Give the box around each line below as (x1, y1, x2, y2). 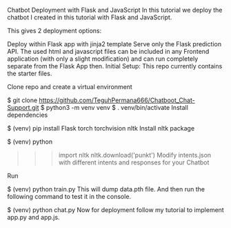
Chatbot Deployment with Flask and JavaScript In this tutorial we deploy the (7, 6, 223, 14)
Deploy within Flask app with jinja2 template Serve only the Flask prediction (7, 40, 222, 48)
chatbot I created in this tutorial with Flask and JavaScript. (7, 13, 172, 21)
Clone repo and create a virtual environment (7, 83, 132, 91)
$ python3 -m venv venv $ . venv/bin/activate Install (40, 104, 188, 111)
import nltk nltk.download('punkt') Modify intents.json (58, 151, 212, 159)
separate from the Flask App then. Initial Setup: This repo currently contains (7, 62, 223, 70)
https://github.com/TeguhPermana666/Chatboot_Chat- (39, 96, 195, 104)
